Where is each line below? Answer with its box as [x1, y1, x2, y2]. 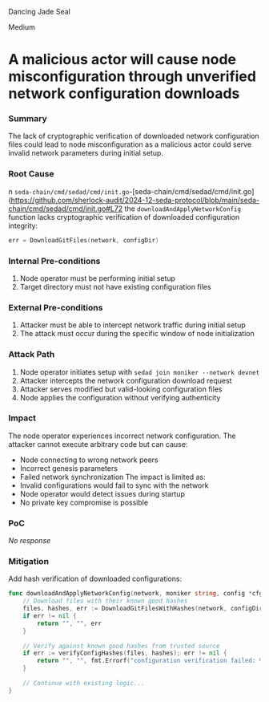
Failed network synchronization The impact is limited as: [19, 472, 206, 481]
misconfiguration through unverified [8, 67, 256, 86]
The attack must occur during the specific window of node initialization [19, 329, 255, 339]
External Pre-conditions [8, 302, 103, 313]
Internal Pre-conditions [8, 255, 101, 266]
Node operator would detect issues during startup [19, 489, 186, 498]
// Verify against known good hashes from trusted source [22, 642, 220, 650]
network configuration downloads [8, 84, 240, 103]
